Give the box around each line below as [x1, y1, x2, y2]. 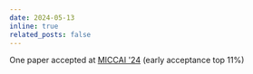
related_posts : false [9, 30, 92, 39]
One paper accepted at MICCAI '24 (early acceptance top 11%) [9, 55, 245, 66]
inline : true [9, 22, 59, 31]
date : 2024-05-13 [9, 13, 75, 23]
